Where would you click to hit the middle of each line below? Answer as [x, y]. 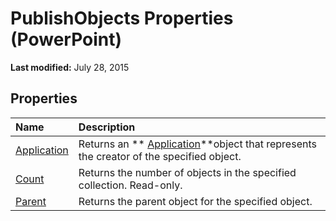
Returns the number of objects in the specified [187, 172]
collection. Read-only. [130, 185]
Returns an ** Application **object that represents [197, 144]
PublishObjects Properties [122, 18]
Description [107, 127]
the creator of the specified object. [160, 156]
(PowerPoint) [66, 39]
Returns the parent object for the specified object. [195, 201]
